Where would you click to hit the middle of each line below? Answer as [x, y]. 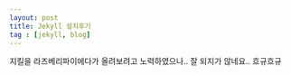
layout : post [34, 18]
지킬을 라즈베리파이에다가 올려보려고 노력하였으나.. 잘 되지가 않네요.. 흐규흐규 [145, 61]
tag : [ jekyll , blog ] [50, 34]
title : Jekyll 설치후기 [50, 26]
